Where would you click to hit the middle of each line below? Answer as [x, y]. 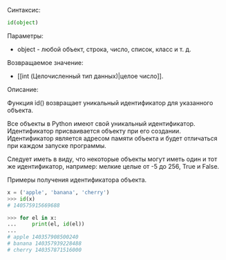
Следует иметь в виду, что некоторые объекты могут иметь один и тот [112, 159]
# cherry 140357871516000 [44, 250]
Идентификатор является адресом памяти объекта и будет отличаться [112, 138]
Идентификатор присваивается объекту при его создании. [94, 131]
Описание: [23, 89]
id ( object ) [23, 23]
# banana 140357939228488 [44, 243]
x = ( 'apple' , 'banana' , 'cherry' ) [58, 192]
